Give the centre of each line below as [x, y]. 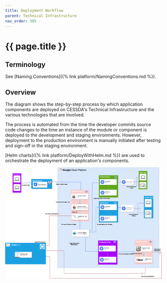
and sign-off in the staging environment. [47, 146]
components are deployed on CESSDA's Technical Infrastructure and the [80, 110]
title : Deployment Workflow [34, 10]
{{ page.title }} [36, 46]
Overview [21, 92]
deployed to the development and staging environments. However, [74, 135]
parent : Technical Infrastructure [41, 16]
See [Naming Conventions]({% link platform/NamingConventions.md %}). [81, 77]
